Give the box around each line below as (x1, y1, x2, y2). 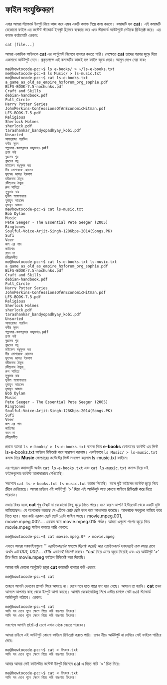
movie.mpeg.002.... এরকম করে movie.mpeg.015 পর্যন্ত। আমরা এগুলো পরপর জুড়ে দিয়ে (5, 518, 151, 524)
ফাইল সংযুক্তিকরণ (5, 4, 54, 16)
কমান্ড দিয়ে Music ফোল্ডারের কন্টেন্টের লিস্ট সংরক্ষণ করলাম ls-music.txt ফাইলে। (5, 455, 130, 461)
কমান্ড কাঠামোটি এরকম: (5, 32, 38, 38)
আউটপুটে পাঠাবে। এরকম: (5, 594, 42, 600)
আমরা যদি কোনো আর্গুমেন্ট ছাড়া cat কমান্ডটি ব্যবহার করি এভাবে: (5, 564, 97, 570)
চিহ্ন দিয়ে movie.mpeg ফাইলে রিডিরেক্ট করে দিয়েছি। (5, 554, 86, 560)
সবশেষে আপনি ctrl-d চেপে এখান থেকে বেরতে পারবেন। (5, 621, 86, 627)
